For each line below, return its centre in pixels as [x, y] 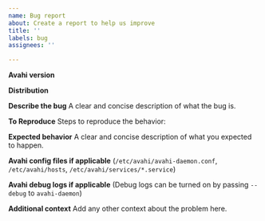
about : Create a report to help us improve [82, 23]
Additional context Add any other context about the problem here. [118, 209]
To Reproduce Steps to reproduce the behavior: [87, 121]
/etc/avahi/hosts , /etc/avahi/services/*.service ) [92, 169]
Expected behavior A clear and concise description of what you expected [130, 137]
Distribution [29, 91]
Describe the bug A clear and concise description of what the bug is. [122, 106]
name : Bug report [37, 16]
